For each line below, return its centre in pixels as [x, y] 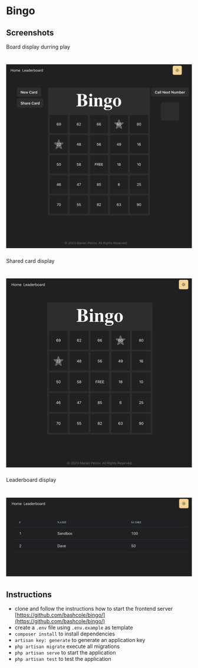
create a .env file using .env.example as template [74, 628]
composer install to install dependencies [65, 634]
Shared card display [30, 260]
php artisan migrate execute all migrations [67, 646]
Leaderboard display [31, 480]
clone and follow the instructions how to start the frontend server [93, 609]
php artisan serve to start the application [65, 653]
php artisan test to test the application [63, 659]
